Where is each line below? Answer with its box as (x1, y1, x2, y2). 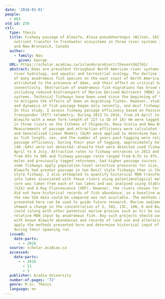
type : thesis (9, 30, 36, 35)
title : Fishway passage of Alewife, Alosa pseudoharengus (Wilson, (9, 35, 151, 40)
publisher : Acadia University (9, 273, 71, 278)
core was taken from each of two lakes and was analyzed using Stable (14, 181, 162, 186)
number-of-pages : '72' (9, 277, 56, 282)
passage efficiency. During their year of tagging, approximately (14, 140, 153, 145)
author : (9, 48, 26, 53)
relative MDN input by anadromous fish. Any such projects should (14, 213, 153, 218)
